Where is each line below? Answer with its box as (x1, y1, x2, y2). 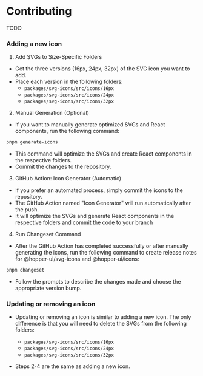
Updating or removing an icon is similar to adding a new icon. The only (15, 313, 191, 321)
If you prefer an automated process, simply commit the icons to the (15, 186, 183, 194)
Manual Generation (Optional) (15, 109, 90, 117)
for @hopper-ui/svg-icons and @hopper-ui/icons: (15, 255, 139, 262)
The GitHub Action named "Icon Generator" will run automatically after (15, 199, 191, 207)
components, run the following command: (15, 128, 120, 135)
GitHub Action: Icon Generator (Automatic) (15, 175, 122, 182)
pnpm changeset (6, 267, 45, 273)
